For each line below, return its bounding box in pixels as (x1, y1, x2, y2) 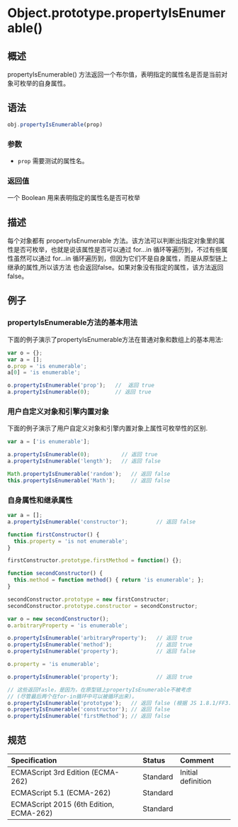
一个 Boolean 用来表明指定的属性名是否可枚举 (7, 194, 140, 202)
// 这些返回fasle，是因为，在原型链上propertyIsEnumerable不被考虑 (7, 686, 191, 693)
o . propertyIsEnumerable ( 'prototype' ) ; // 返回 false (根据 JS (7, 699, 197, 706)
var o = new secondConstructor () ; (7, 615, 110, 622)
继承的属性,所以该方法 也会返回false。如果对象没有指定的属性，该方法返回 (7, 263, 224, 272)
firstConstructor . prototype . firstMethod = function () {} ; (7, 557, 182, 565)
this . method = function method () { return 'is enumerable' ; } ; (13, 577, 204, 584)
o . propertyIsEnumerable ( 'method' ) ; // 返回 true (7, 641, 193, 648)
